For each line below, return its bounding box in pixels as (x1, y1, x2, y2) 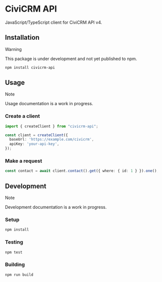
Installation (5, 33, 40, 42)
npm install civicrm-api (5, 65, 55, 70)
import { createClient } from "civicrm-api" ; (5, 124, 98, 129)
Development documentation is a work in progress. (5, 204, 107, 210)
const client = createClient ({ (5, 132, 68, 138)
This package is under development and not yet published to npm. (5, 56, 137, 62)
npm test (5, 250, 23, 255)
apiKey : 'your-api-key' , (9, 141, 59, 146)
